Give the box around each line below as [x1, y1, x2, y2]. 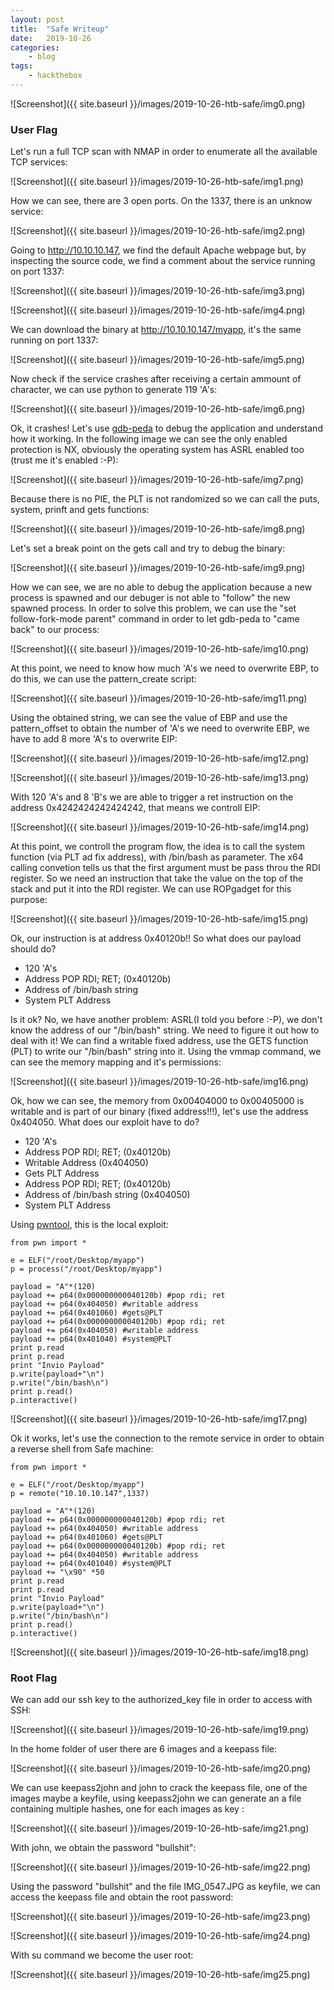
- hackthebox [28, 71, 83, 81]
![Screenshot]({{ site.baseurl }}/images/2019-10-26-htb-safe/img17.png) [10, 1413, 308, 1425]
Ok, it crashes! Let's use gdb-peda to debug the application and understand [10, 422, 323, 435]
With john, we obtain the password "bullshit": [10, 1842, 197, 1854]
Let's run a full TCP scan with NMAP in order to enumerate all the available [10, 146, 318, 158]
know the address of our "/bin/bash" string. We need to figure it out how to [10, 1024, 320, 1036]
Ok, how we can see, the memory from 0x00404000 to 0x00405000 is [10, 1095, 305, 1107]
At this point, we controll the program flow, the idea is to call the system [10, 841, 306, 853]
